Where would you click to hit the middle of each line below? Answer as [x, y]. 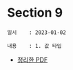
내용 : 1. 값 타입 [34, 46]
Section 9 [35, 13]
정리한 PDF [32, 60]
